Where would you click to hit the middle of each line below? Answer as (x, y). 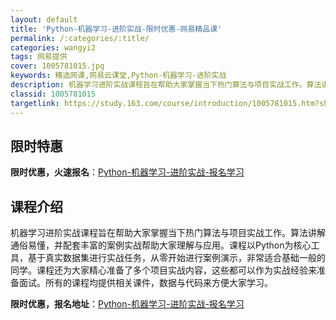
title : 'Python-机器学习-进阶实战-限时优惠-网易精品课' (116, 29)
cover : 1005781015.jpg (57, 66)
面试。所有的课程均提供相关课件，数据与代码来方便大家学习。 (145, 283)
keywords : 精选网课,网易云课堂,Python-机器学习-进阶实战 (118, 76)
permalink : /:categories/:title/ (80, 38)
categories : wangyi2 (53, 47)
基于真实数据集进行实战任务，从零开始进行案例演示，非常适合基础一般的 (176, 258)
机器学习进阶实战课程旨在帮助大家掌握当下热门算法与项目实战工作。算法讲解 (168, 233)
